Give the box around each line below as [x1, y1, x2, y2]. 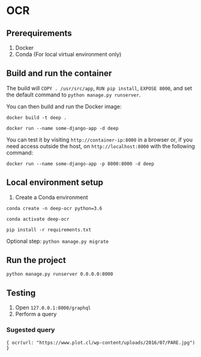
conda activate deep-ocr [6, 216, 70, 222]
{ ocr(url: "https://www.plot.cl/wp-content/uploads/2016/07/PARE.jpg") [6, 339, 196, 345]
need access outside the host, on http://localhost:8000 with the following [6, 142, 196, 150]
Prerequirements [6, 28, 72, 38]
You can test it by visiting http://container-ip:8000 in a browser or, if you [6, 135, 193, 143]
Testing [6, 287, 36, 298]
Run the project [6, 255, 66, 265]
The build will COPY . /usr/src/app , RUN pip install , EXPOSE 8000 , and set [6, 84, 192, 92]
